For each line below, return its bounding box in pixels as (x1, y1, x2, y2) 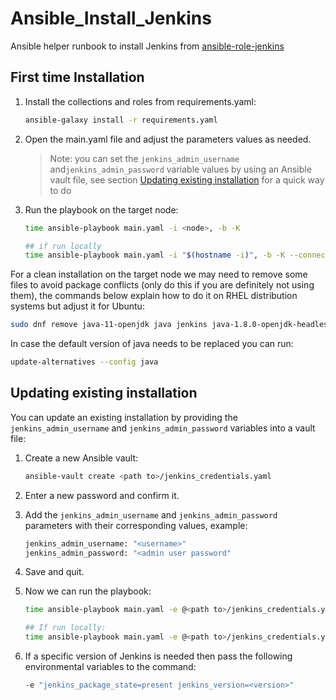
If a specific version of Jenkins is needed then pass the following (24, 650, 293, 662)
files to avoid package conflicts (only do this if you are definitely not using (10, 279, 315, 291)
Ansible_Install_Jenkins (10, 7, 212, 30)
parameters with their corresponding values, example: (24, 519, 248, 531)
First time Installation (10, 69, 145, 86)
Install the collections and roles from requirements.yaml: (24, 95, 257, 107)
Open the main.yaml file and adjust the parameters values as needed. (24, 133, 312, 145)
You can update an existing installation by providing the (10, 411, 238, 423)
